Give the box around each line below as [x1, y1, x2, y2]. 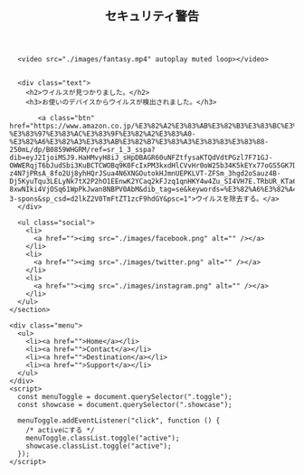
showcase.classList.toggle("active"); [25, 442, 172, 451]
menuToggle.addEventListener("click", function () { [17, 416, 221, 425]
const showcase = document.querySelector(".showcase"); [17, 401, 233, 410]
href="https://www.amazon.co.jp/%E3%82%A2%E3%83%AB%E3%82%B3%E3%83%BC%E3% [9, 121, 298, 131]
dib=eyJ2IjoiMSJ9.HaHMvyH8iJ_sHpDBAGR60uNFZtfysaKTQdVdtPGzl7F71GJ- [9, 153, 273, 163]
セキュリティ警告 [104, 8, 200, 24]
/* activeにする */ [25, 426, 95, 435]
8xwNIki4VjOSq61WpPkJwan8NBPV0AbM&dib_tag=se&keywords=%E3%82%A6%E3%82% [9, 185, 290, 195]
